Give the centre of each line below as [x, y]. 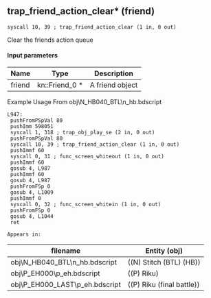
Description [114, 73]
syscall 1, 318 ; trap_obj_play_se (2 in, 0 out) [82, 133]
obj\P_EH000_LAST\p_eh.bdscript [66, 285]
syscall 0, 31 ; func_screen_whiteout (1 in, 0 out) [87, 157]
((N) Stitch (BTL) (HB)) [164, 262]
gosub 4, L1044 [32, 216]
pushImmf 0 [25, 199]
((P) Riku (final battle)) [164, 285]
